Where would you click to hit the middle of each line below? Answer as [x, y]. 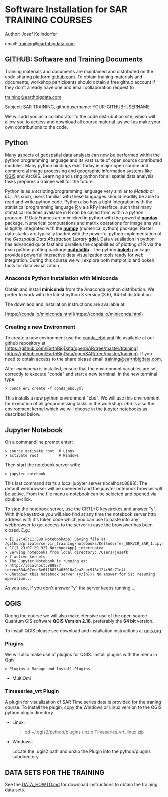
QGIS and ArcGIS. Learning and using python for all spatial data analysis [79, 176]
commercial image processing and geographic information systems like [79, 171]
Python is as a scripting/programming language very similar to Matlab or [80, 191]
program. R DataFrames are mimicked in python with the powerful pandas [81, 218]
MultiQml [22, 678]
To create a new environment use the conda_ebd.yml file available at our [80, 338]
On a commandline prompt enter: [39, 442]
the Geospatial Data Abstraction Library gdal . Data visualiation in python [80, 239]
